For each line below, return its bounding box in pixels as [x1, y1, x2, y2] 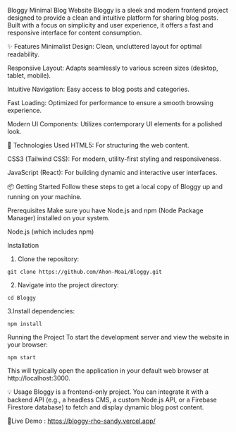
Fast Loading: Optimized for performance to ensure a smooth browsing [7, 99, 213, 107]
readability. [7, 50, 40, 59]
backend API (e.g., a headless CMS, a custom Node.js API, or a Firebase [7, 395, 217, 404]
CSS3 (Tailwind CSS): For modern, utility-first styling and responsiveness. [7, 155, 222, 163]
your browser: [7, 340, 48, 349]
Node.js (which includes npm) [7, 227, 94, 236]
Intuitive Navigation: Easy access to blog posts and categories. [7, 85, 190, 93]
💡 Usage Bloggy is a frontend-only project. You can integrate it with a [7, 388, 209, 396]
